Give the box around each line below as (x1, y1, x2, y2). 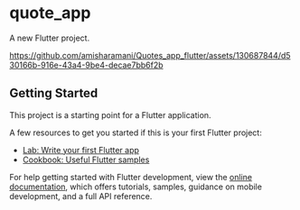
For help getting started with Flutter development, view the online (9, 171, 253, 182)
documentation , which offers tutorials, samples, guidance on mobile (9, 181, 262, 192)
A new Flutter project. (9, 32, 90, 43)
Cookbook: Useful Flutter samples (22, 154, 150, 165)
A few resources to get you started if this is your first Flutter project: (9, 127, 262, 138)
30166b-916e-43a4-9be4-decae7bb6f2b (9, 59, 164, 70)
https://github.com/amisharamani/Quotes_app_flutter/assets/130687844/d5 (9, 50, 291, 60)
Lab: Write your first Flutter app (22, 144, 140, 155)
